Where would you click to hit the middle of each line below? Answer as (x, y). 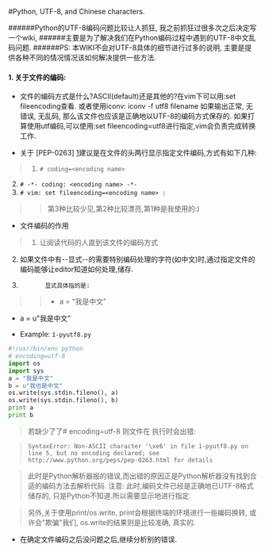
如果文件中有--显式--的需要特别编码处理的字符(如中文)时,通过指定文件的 (137, 259)
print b (21, 416)
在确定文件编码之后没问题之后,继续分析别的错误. (98, 539)
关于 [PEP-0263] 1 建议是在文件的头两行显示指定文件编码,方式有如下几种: (138, 153)
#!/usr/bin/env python (46, 349)
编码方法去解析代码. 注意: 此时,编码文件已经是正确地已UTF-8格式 (148, 485)
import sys (26, 371)
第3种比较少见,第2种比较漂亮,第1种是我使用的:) (123, 209)
